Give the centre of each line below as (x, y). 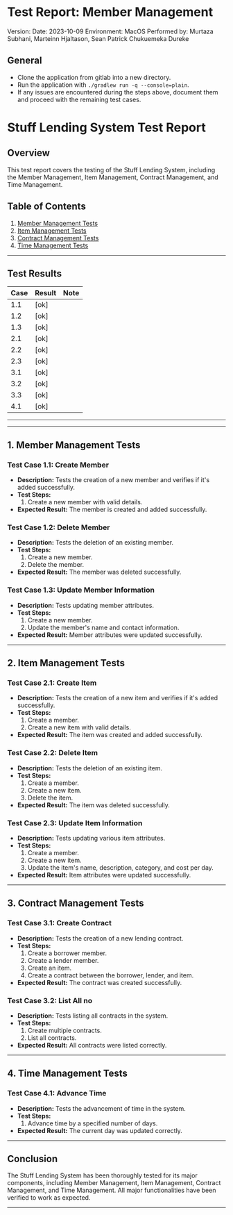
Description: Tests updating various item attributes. (91, 838)
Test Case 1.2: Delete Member (59, 527)
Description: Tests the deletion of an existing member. (95, 543)
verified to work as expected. (49, 1198)
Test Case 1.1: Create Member (58, 465)
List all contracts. (52, 1038)
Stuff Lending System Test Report (106, 127)
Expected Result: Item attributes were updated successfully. (104, 875)
